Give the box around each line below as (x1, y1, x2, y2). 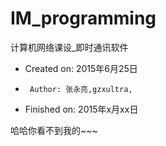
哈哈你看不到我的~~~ (10, 124, 98, 136)
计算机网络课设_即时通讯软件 (10, 41, 129, 53)
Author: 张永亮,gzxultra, (29, 84, 133, 94)
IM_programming (10, 7, 157, 30)
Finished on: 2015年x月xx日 (24, 103, 139, 115)
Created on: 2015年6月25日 (24, 62, 138, 74)
